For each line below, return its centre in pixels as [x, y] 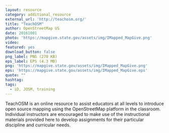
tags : [11, 84]
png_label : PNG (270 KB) [31, 56]
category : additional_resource [38, 15]
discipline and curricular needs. [38, 125]
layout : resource [23, 10]
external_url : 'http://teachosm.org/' [46, 19]
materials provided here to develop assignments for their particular [75, 119]
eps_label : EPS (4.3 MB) [31, 61]
